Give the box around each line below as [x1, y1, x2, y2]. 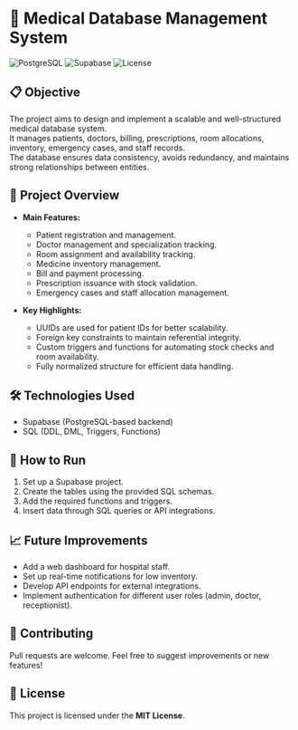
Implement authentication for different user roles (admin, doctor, [22, 591, 262, 600]
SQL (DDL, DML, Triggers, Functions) [22, 426, 161, 437]
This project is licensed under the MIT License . [9, 710, 185, 721]
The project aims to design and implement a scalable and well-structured [9, 113, 282, 124]
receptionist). [22, 600, 72, 610]
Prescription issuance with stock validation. [35, 277, 198, 288]
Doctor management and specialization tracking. [35, 239, 217, 250]
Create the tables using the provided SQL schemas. [22, 486, 215, 497]
